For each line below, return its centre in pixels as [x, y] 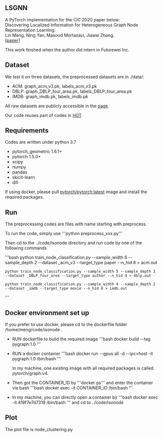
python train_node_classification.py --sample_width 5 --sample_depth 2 [80, 271]
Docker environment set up [47, 313]
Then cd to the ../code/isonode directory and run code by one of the [73, 243]
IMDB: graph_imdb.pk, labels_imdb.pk [50, 96]
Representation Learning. [30, 30]
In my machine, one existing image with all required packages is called [83, 368]
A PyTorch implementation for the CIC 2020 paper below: [63, 19]
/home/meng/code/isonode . [34, 330]
